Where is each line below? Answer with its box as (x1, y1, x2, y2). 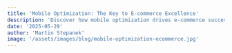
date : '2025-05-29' (7, 23, 64, 30)
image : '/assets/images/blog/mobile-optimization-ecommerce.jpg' (7, 36, 199, 43)
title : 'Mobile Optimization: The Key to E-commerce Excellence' (7, 10, 199, 17)
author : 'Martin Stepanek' (7, 29, 85, 36)
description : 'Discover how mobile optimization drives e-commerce (7, 17, 206, 23)
